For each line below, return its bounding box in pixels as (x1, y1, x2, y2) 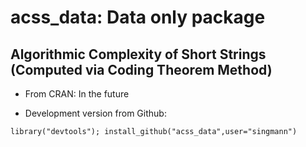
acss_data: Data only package (10, 6, 266, 29)
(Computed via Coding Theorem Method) (10, 61, 273, 78)
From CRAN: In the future (24, 88, 130, 100)
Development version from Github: (24, 107, 167, 119)
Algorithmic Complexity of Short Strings (10, 46, 267, 63)
